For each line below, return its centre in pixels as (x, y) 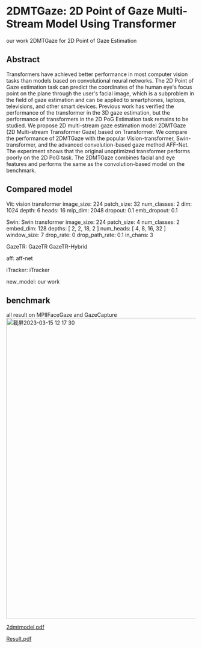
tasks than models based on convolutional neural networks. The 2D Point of (100, 80)
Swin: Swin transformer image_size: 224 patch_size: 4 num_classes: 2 (93, 222)
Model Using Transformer (111, 24)
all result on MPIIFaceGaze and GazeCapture (62, 315)
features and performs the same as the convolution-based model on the (96, 164)
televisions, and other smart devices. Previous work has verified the (90, 106)
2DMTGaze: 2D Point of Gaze (80, 11)
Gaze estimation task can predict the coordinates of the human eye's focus (99, 87)
